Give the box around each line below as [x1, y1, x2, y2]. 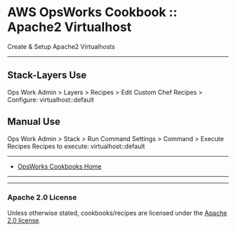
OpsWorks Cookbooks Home [17, 162, 102, 171]
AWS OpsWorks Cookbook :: [7, 4, 178, 20]
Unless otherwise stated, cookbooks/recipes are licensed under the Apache [7, 209, 228, 217]
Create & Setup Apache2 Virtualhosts [7, 42, 116, 51]
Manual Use [7, 116, 61, 128]
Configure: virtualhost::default [7, 95, 95, 104]
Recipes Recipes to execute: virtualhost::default [7, 142, 145, 150]
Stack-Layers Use [7, 70, 87, 81]
